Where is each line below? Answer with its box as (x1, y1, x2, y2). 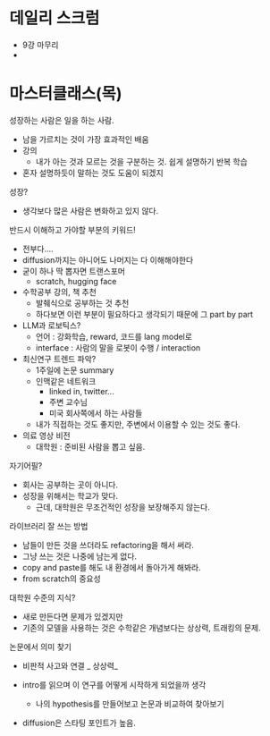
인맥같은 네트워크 (35, 376, 97, 386)
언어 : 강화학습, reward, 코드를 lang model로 (35, 331, 192, 342)
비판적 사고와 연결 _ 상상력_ (21, 660, 118, 671)
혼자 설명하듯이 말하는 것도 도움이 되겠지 (21, 167, 164, 178)
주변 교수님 (48, 396, 88, 407)
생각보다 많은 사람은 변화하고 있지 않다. (21, 205, 159, 216)
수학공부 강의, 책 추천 (21, 286, 97, 297)
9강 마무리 (21, 39, 59, 50)
